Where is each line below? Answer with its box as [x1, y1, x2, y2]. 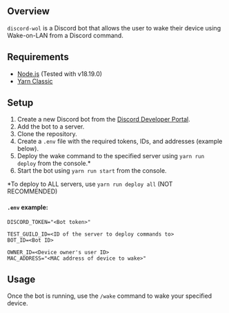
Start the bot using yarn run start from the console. [17, 167, 167, 175]
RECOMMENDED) [7, 187, 58, 196]
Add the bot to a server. [17, 122, 85, 131]
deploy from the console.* [17, 159, 91, 168]
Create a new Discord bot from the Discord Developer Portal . [17, 115, 191, 124]
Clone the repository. [17, 130, 77, 138]
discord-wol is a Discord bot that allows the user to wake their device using [7, 23, 221, 32]
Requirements [7, 51, 69, 63]
